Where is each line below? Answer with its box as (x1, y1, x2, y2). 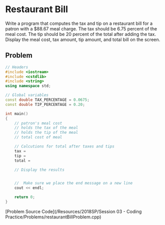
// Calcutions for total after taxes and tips (14, 144, 115, 149)
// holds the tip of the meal (14, 130, 79, 135)
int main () (5, 111, 28, 116)
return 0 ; (14, 195, 36, 200)
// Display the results (14, 167, 65, 172)
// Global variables (5, 93, 49, 98)
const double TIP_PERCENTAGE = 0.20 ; (5, 102, 85, 107)
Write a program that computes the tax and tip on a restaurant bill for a (5, 20, 153, 26)
